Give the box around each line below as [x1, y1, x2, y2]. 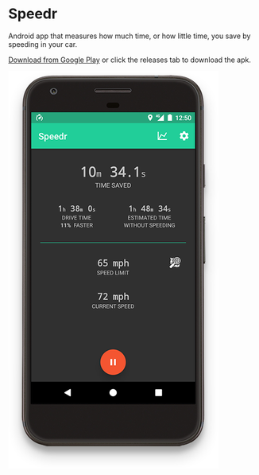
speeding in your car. [8, 39, 78, 49]
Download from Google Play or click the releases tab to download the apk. [8, 55, 252, 64]
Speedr [8, 5, 58, 23]
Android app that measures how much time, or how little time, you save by [8, 31, 251, 41]
